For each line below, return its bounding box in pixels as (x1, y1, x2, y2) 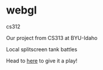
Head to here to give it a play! (6, 57, 78, 64)
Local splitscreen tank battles (6, 45, 78, 53)
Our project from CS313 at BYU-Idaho (6, 34, 98, 41)
